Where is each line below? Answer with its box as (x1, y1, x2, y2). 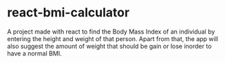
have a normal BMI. (7, 49, 62, 58)
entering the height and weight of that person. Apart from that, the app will (7, 34, 219, 42)
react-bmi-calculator (7, 5, 130, 21)
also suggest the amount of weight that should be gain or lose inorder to (7, 42, 212, 50)
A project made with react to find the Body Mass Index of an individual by (7, 27, 215, 36)
